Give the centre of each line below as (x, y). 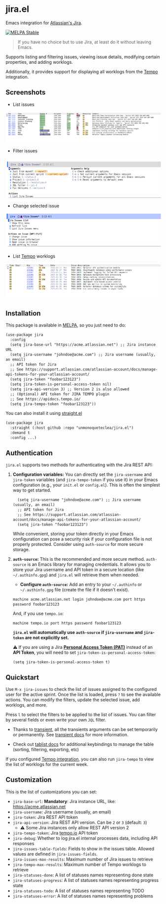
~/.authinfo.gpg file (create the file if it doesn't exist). (75, 590)
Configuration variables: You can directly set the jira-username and (82, 475)
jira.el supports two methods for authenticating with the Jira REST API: (79, 465)
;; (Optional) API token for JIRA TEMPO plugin (60, 394)
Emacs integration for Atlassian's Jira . (44, 23)
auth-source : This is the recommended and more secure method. (79, 559)
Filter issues (25, 151)
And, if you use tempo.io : (38, 614)
